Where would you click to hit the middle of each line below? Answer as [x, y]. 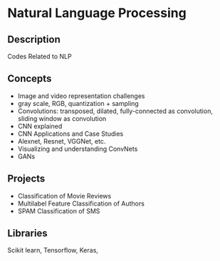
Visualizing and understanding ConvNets [78, 149]
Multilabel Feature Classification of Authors [81, 203]
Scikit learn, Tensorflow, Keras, [53, 250]
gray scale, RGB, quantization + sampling [78, 103]
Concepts [30, 79]
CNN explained [40, 126]
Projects [26, 179]
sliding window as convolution [62, 118]
